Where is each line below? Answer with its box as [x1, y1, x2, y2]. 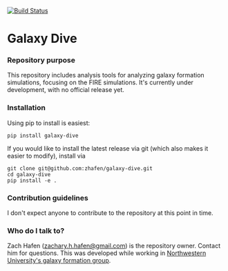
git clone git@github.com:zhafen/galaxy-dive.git [7, 165, 153, 172]
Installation [7, 103, 46, 113]
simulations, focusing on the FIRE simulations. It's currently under [7, 78, 193, 86]
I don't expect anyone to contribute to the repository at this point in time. [7, 209, 213, 217]
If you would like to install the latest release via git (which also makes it [7, 144, 209, 152]
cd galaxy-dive [7, 171, 51, 178]
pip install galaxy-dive [7, 132, 79, 139]
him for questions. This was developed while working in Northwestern [7, 249, 207, 257]
